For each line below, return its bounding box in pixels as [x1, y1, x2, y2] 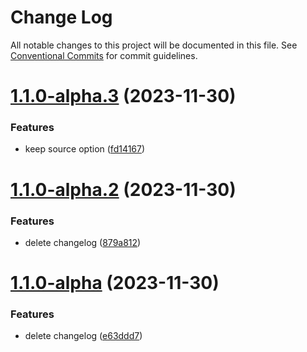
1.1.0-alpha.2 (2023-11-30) [10, 178, 237, 201]
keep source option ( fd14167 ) [24, 143, 146, 155]
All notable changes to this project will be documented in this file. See [10, 39, 298, 51]
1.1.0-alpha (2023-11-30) [10, 272, 220, 295]
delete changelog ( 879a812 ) [24, 236, 142, 248]
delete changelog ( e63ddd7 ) [24, 330, 143, 342]
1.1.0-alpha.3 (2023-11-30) [10, 85, 237, 108]
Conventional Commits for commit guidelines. [10, 49, 198, 61]
